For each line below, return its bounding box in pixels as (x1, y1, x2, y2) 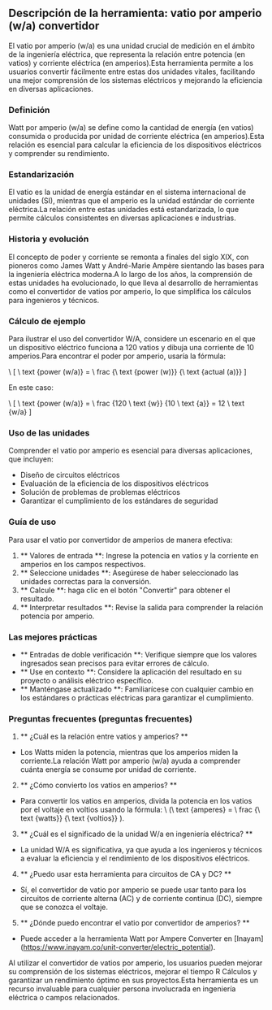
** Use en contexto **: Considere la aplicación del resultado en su (19, 666, 242, 677)
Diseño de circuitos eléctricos (19, 470, 120, 480)
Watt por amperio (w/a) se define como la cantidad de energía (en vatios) (8, 123, 254, 132)
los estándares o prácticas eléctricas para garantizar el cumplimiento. (19, 692, 254, 702)
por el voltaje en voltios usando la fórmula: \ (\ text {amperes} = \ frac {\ (19, 804, 261, 815)
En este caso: (8, 383, 54, 392)
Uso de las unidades (8, 427, 90, 438)
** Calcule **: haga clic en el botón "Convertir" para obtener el (19, 585, 231, 595)
